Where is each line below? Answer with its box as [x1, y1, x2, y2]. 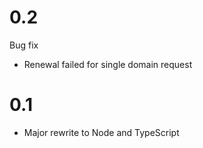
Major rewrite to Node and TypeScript [23, 126, 180, 138]
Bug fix [9, 39, 39, 51]
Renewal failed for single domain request [23, 58, 193, 70]
